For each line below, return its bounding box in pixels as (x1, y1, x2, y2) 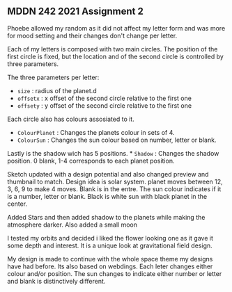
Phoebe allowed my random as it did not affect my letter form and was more (7, 24, 226, 32)
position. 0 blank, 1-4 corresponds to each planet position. (7, 156, 175, 165)
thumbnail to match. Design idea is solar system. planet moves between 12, (7, 177, 223, 186)
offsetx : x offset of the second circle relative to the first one (17, 94, 192, 102)
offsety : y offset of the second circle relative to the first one (17, 101, 192, 110)
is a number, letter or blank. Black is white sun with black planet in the (7, 192, 208, 200)
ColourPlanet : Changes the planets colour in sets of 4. (17, 128, 176, 136)
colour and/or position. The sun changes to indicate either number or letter (7, 269, 222, 277)
